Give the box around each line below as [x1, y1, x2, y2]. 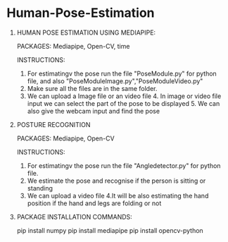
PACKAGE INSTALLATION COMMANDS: [16, 212, 133, 221]
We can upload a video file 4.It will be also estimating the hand [27, 191, 209, 200]
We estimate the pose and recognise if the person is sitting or [27, 176, 206, 185]
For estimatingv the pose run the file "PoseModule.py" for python [27, 69, 217, 78]
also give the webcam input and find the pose [27, 107, 160, 115]
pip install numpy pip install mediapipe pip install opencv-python [16, 226, 203, 234]
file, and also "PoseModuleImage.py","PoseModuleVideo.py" [27, 76, 203, 85]
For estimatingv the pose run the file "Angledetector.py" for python [27, 161, 221, 170]
